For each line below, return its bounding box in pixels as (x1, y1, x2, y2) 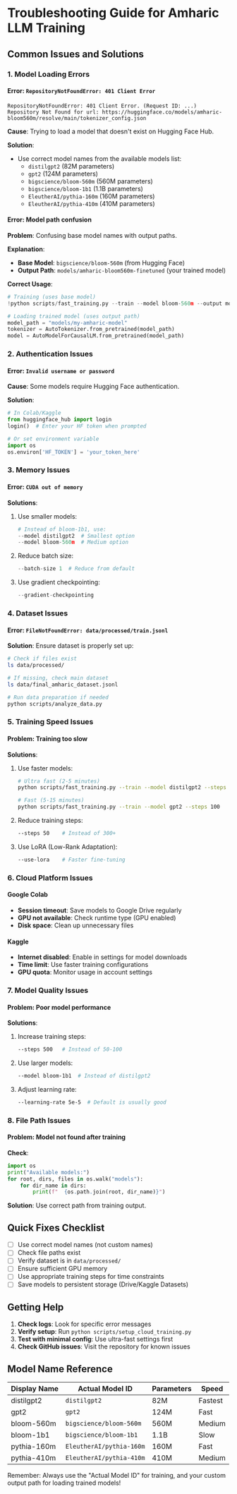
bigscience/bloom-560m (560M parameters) (28, 176, 153, 185)
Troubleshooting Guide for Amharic (7, 5, 219, 21)
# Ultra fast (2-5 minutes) (17, 778, 100, 785)
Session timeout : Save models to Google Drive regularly (17, 905, 182, 915)
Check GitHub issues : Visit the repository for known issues (17, 1342, 190, 1351)
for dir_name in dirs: (20, 1182, 87, 1189)
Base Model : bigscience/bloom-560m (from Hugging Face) (17, 258, 186, 267)
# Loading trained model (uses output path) (7, 313, 140, 320)
